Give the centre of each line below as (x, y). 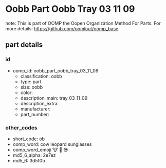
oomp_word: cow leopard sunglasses (52, 144)
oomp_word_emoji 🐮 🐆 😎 (40, 150)
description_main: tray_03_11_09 (54, 98)
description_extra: (40, 103)
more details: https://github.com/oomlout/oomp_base (62, 28)
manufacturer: (35, 109)
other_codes (21, 127)
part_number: (35, 114)
